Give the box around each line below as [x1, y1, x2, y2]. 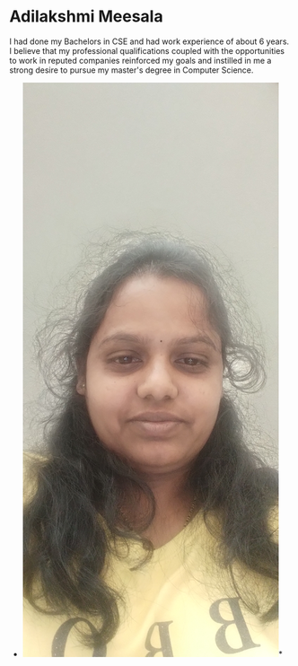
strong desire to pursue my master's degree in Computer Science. [9, 65, 254, 75]
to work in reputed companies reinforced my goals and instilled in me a [9, 55, 272, 66]
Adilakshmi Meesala [9, 6, 163, 27]
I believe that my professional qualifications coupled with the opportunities [9, 45, 285, 56]
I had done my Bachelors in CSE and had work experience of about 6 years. [9, 36, 290, 47]
